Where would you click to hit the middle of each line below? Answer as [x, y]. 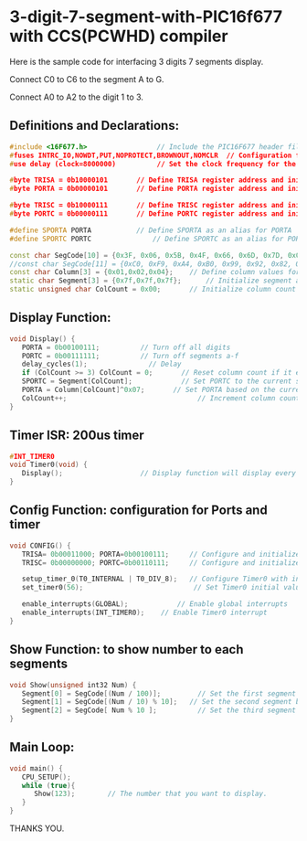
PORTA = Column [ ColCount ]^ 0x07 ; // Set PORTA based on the [148, 390]
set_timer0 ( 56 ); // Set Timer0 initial [151, 588]
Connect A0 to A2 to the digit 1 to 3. [77, 97]
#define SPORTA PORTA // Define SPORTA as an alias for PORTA [151, 230]
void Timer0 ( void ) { [49, 465]
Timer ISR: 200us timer [77, 436]
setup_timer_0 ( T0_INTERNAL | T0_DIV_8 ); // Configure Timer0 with [154, 579]
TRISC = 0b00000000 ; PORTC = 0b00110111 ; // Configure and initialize [161, 563]
